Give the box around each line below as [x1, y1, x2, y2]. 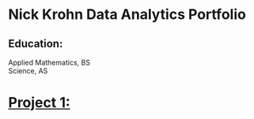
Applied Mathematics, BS [8, 58, 91, 67]
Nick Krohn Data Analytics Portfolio [8, 6, 247, 24]
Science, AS [8, 66, 48, 76]
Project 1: [8, 94, 71, 112]
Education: [8, 37, 63, 50]
